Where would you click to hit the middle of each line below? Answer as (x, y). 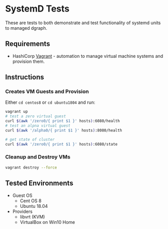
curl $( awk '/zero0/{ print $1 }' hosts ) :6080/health (63, 121)
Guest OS (22, 195)
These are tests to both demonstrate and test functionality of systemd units (83, 23)
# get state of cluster (30, 139)
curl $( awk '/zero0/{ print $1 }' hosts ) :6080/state (61, 144)
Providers (22, 211)
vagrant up (17, 112)
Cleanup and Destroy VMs (38, 157)
